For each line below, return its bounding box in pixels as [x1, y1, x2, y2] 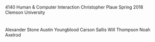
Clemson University [5, 9, 46, 15]
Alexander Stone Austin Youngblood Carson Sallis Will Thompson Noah [5, 27, 151, 33]
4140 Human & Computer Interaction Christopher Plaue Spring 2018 [5, 4, 144, 10]
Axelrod [5, 32, 21, 38]
